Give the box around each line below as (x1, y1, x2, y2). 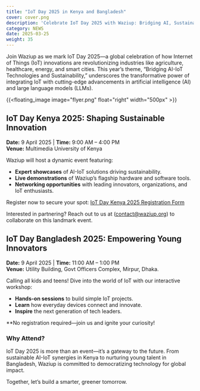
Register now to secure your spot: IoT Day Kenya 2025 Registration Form (6, 198, 185, 206)
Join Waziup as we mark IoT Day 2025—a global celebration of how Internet (6, 53, 193, 60)
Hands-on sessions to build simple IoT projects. (14, 295, 134, 302)
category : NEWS (6, 25, 44, 32)
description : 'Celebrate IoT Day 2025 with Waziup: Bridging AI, (6, 20, 171, 26)
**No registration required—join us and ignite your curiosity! (6, 319, 155, 326)
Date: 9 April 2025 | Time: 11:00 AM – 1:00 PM (6, 259, 120, 266)
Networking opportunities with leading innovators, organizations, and (14, 180, 187, 188)
